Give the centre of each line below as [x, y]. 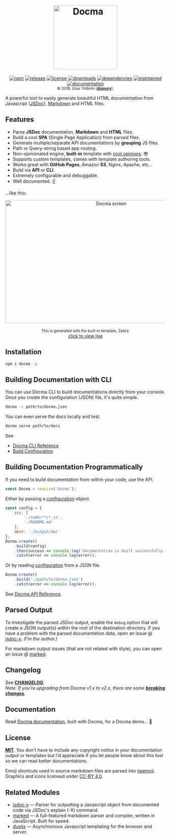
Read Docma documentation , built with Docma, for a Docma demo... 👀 [79, 722]
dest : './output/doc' [37, 532]
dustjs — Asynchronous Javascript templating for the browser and [82, 826]
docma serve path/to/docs [33, 426]
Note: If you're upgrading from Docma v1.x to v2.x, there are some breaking [85, 688]
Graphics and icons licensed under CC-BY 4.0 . [54, 776]
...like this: [16, 193]
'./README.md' [38, 522]
